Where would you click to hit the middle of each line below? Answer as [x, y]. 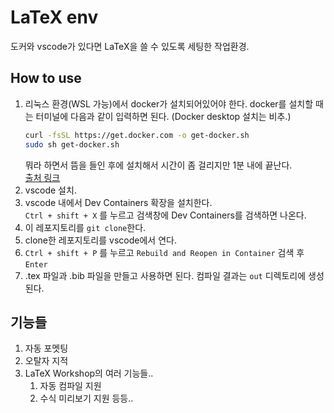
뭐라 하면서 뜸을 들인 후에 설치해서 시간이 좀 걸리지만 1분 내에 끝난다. [158, 165]
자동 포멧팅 [46, 348]
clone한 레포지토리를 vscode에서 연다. [100, 240]
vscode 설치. [50, 190]
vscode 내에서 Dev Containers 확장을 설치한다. [118, 202]
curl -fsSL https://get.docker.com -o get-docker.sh [137, 135]
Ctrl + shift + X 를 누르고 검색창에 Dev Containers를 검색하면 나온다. [165, 215]
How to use [46, 78]
